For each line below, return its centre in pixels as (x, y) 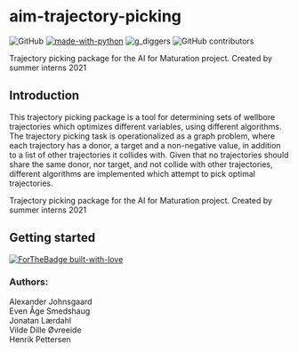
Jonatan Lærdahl (40, 320)
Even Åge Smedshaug (50, 311)
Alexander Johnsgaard (51, 301)
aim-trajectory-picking (96, 16)
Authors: (29, 282)
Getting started (52, 238)
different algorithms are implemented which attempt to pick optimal (133, 173)
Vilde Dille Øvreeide (45, 330)
